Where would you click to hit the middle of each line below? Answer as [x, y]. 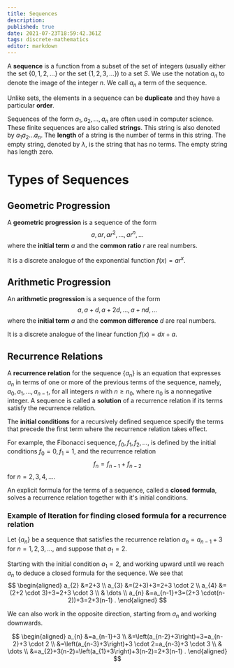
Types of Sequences [68, 180]
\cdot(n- [213, 593]
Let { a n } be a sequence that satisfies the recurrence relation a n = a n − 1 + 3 [115, 540]
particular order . [31, 105]
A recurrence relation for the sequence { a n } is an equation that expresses [114, 374]
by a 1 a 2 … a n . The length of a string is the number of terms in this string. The [117, 136]
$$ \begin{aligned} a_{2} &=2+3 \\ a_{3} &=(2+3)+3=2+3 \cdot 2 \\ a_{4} [113, 586]
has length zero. [30, 152]
